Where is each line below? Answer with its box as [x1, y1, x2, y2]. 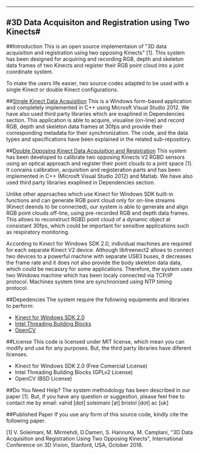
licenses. [6, 350, 29, 358]
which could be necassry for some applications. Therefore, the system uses [6, 265, 193, 272]
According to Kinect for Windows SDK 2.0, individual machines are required [6, 240, 192, 247]
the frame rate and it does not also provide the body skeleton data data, [6, 259, 182, 266]
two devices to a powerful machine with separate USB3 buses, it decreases [6, 252, 192, 260]
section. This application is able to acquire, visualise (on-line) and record [6, 116, 185, 123]
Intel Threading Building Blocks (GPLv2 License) [14, 368, 133, 376]
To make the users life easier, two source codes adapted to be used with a [6, 79, 189, 87]
